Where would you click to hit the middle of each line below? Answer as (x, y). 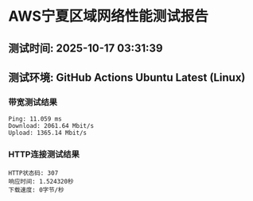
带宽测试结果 (33, 102)
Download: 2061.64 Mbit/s (51, 126)
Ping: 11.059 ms (35, 119)
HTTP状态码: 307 (33, 173)
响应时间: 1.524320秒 (41, 181)
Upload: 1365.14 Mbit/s (48, 133)
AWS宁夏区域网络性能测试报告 (109, 16)
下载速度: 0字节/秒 (36, 190)
